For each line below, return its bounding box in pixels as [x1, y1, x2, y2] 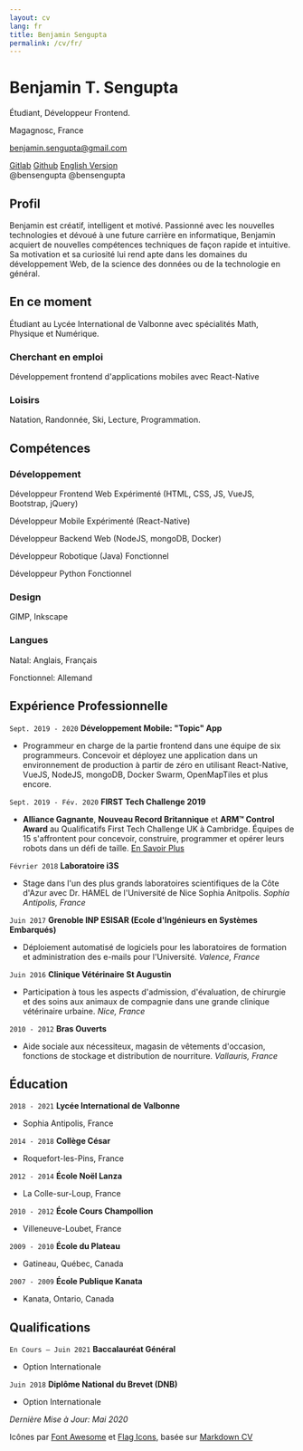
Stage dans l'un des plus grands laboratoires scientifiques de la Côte [22, 878, 279, 889]
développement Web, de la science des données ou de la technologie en [9, 259, 281, 269]
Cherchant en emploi [9, 351, 104, 363]
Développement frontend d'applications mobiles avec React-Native [9, 371, 260, 382]
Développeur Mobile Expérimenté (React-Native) [9, 515, 191, 526]
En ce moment [9, 294, 92, 310]
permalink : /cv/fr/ [9, 38, 83, 48]
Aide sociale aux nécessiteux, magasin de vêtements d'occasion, [22, 1041, 266, 1052]
